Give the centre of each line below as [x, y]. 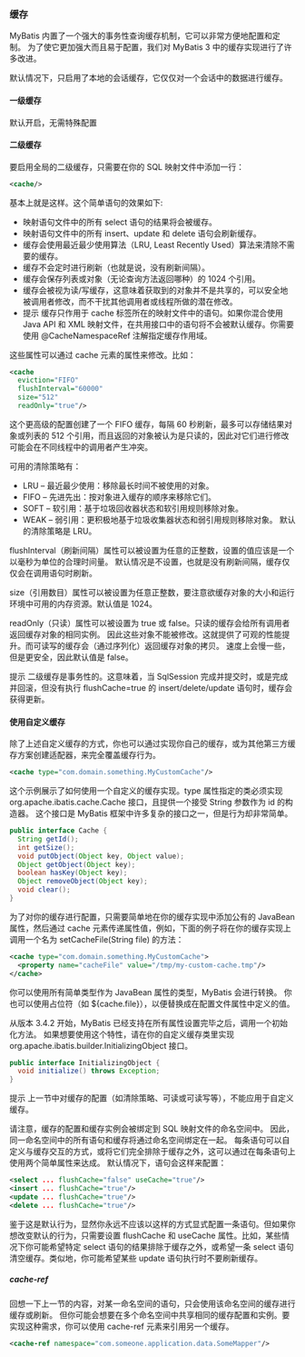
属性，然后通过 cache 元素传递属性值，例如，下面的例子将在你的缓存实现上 [151, 928]
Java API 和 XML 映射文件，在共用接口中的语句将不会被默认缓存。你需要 [158, 324]
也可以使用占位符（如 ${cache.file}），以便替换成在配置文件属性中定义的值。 [152, 1003]
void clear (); [44, 890]
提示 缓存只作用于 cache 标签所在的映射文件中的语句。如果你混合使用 [153, 313]
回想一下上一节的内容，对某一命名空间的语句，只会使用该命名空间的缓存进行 [152, 1303]
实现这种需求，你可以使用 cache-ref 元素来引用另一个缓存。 [122, 1326]
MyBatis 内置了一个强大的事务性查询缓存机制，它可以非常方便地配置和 [141, 36]
